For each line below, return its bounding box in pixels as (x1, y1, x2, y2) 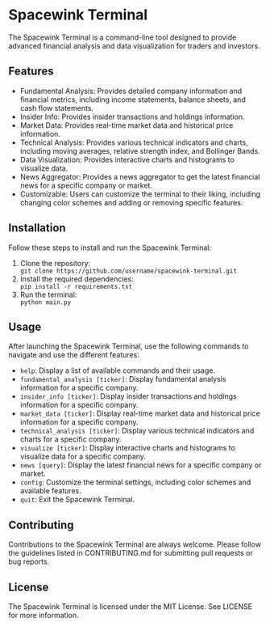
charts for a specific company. (19, 434, 122, 444)
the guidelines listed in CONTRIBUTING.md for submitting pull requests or (8, 548, 254, 558)
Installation (8, 221, 66, 235)
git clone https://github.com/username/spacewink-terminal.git (19, 267, 238, 275)
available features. (19, 486, 82, 496)
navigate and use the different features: (8, 350, 139, 360)
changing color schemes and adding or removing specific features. (19, 197, 243, 207)
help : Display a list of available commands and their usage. (19, 366, 216, 375)
